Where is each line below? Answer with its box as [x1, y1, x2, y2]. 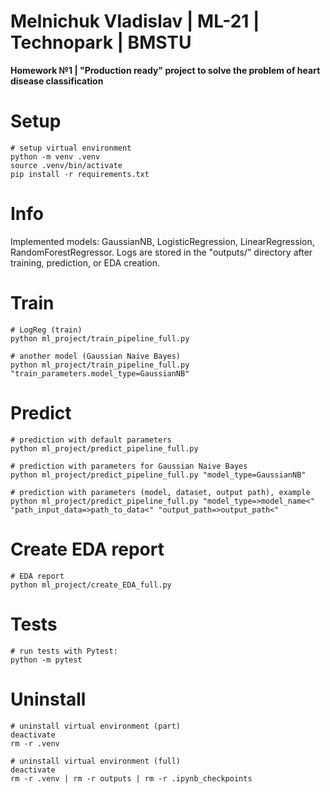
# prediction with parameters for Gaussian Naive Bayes [10, 461, 248, 471]
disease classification [10, 75, 104, 87]
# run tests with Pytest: [10, 646, 118, 656]
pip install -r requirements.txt [10, 169, 150, 179]
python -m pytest [10, 655, 83, 665]
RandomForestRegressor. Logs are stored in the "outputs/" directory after [10, 246, 313, 258]
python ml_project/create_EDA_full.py [10, 580, 172, 590]
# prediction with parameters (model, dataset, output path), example [10, 487, 311, 497]
